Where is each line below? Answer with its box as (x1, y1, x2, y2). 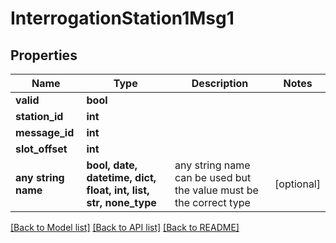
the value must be (174, 183, 259, 197)
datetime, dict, (86, 171, 157, 184)
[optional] (274, 177, 321, 191)
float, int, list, (86, 183, 150, 197)
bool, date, (86, 158, 138, 172)
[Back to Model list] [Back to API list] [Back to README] (10, 222, 240, 233)
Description (191, 77, 249, 90)
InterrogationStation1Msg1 (10, 7, 235, 30)
